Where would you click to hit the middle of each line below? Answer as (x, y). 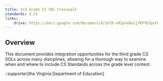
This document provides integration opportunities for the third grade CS (77, 54)
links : (12, 18)
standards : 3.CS (21, 14)
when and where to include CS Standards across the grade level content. (78, 64)
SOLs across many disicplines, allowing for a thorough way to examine (76, 59)
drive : (20, 23)
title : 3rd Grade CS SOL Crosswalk (41, 9)
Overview (20, 42)
